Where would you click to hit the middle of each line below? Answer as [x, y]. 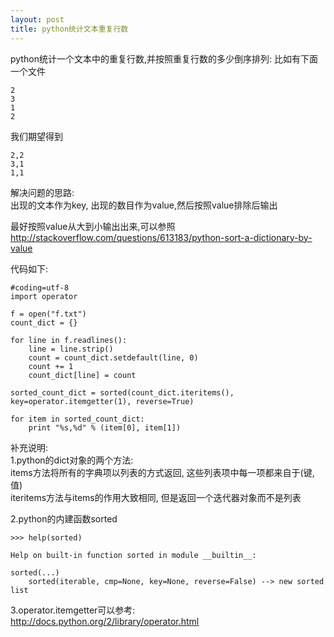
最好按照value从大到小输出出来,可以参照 [93, 226]
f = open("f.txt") [48, 314]
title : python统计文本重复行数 [69, 29]
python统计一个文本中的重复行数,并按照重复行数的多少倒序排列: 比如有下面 [164, 58]
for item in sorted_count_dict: [77, 419]
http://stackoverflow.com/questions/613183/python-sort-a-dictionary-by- [161, 237]
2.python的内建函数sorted [64, 518]
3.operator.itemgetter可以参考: [73, 610]
